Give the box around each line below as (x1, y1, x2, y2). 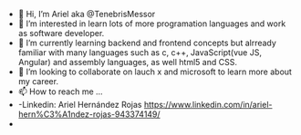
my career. (17, 76, 59, 86)
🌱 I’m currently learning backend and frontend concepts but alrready (17, 37, 276, 48)
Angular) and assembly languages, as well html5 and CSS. (17, 57, 237, 67)
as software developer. (17, 28, 105, 38)
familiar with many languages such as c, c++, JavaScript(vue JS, (17, 47, 263, 58)
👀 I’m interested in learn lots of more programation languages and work (17, 18, 286, 29)
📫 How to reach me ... (17, 86, 103, 97)
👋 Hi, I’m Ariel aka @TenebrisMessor (17, 9, 156, 19)
